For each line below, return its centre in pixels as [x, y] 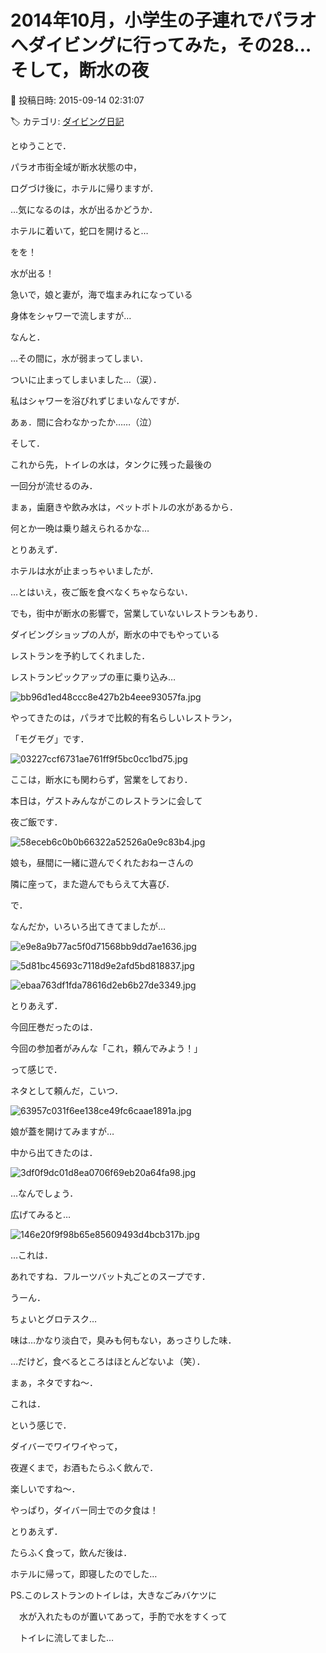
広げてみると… [41, 1214]
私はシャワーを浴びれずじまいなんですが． [97, 400]
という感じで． [41, 1425]
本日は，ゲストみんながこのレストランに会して [106, 800]
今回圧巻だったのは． [54, 1027]
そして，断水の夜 [80, 70]
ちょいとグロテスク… [54, 1318]
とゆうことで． [41, 145]
